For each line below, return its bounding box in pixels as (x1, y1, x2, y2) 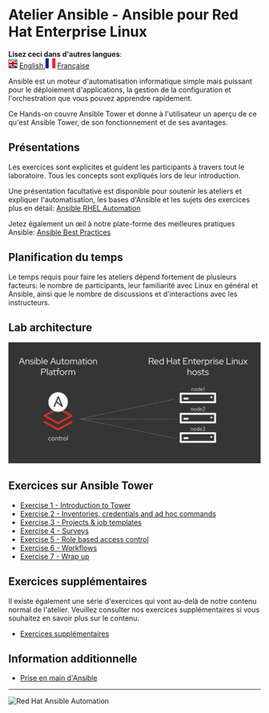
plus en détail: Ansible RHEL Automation (8, 203, 141, 213)
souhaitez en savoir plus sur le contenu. (8, 613, 140, 623)
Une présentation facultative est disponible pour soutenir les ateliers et (8, 186, 243, 196)
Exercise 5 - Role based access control (19, 534, 150, 544)
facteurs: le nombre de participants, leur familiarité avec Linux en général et (8, 280, 259, 290)
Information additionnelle (8, 652, 138, 666)
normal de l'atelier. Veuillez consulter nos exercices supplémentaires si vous (8, 605, 260, 614)
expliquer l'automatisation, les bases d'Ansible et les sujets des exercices (8, 194, 251, 204)
